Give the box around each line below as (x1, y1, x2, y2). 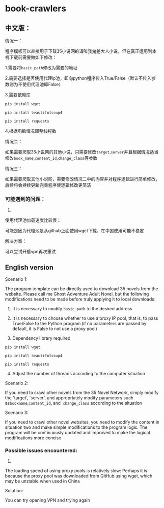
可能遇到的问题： (5, 195, 46, 202)
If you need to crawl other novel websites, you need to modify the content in (5, 419, 160, 425)
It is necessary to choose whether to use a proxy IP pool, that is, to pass (12, 315, 158, 321)
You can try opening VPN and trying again (5, 497, 90, 503)
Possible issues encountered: (5, 447, 78, 454)
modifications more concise (5, 435, 61, 441)
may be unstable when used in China (5, 478, 80, 484)
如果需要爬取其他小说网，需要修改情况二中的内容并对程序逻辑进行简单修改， (5, 176, 160, 182)
